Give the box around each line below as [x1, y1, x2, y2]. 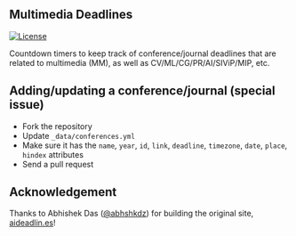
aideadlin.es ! [9, 217, 56, 228]
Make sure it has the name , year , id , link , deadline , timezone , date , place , [21, 140, 288, 151]
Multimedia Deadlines [9, 7, 133, 22]
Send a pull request [21, 159, 94, 169]
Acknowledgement [9, 184, 117, 199]
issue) [9, 97, 44, 112]
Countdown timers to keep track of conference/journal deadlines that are [9, 48, 277, 59]
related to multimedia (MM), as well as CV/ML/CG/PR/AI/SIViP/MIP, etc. [9, 57, 270, 68]
